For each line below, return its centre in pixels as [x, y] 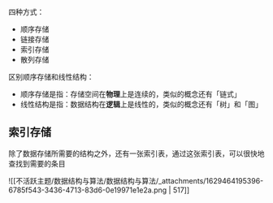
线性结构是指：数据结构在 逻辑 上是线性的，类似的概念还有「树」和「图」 [141, 104]
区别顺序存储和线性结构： [51, 77]
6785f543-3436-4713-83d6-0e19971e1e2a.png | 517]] [99, 190]
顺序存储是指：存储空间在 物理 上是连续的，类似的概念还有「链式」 [130, 94]
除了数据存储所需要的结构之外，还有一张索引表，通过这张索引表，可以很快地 [136, 153]
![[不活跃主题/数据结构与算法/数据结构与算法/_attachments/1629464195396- [136, 180]
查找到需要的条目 [37, 163]
